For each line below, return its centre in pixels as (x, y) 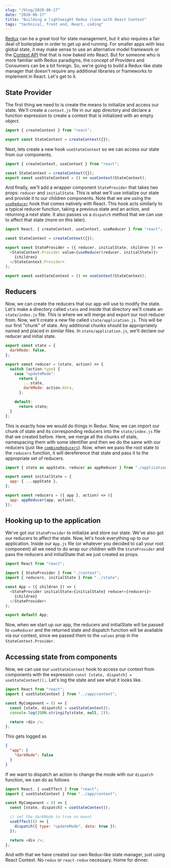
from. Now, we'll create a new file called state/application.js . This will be (84, 320)
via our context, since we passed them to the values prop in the (72, 635)
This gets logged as (26, 736)
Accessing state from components (61, 657)
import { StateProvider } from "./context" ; (53, 573)
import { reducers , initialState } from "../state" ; (62, 578)
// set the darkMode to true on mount (51, 817)
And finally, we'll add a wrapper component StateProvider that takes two (82, 187)
